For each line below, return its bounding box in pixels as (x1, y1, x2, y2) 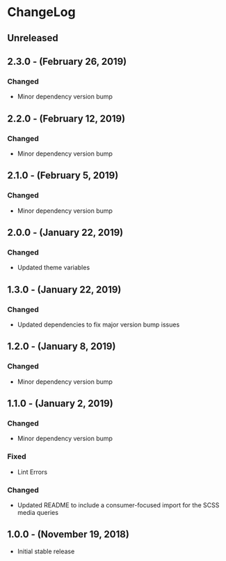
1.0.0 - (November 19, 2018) (7, 528, 130, 541)
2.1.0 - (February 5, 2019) (7, 170, 119, 181)
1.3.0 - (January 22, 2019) (7, 283, 122, 295)
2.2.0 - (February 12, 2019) (7, 112, 126, 124)
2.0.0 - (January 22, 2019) (7, 227, 124, 239)
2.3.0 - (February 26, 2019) (7, 55, 127, 67)
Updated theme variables (17, 263, 90, 272)
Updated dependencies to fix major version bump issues (17, 320, 180, 329)
